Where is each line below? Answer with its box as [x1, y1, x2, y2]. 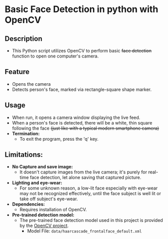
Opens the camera [12, 81, 51, 87]
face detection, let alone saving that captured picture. [29, 174, 142, 181]
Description [5, 34, 42, 43]
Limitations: [5, 150, 43, 159]
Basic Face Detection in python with [5, 4, 158, 15]
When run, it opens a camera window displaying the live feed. [12, 114, 141, 121]
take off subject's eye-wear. [19, 196, 78, 202]
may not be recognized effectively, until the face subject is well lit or [19, 191, 161, 197]
